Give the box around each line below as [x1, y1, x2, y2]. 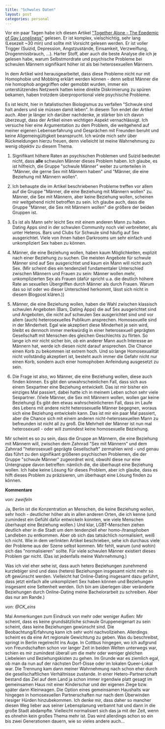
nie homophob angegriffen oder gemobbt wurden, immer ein [5, 81, 128, 87]
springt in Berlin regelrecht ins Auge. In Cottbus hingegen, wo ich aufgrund [5, 640, 157, 646]
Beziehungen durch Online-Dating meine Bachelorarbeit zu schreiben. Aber [5, 589, 158, 595]
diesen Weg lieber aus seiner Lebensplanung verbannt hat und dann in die [5, 702, 156, 708]
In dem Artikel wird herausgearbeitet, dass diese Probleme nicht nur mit [5, 71, 151, 77]
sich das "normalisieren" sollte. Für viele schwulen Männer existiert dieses [5, 548, 156, 554]
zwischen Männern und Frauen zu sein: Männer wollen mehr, [12, 271, 136, 277]
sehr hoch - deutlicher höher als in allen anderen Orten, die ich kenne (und [5, 511, 156, 517]
